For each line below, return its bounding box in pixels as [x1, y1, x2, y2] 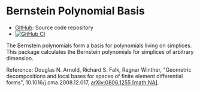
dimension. [6, 54, 34, 62]
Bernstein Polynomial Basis [6, 4, 146, 18]
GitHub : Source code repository [14, 24, 94, 31]
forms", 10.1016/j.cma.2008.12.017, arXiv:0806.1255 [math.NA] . [6, 79, 159, 86]
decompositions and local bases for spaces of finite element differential [6, 72, 183, 79]
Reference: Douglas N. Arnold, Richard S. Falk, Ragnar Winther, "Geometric [6, 66, 192, 73]
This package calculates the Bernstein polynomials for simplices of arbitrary [6, 48, 194, 55]
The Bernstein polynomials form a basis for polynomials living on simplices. [6, 42, 192, 49]
